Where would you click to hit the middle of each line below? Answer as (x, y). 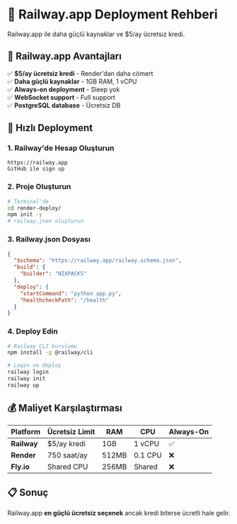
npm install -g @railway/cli (50, 353)
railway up (23, 385)
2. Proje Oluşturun (39, 187)
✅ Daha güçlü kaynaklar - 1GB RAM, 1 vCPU (72, 81)
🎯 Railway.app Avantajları (64, 56)
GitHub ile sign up (36, 169)
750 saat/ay (67, 455)
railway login (28, 372)
